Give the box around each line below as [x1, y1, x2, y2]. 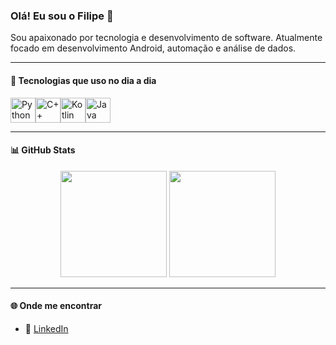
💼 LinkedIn [24, 322, 69, 334]
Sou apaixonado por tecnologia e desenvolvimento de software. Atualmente [10, 32, 323, 44]
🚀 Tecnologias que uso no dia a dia [10, 74, 157, 86]
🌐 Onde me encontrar [10, 300, 102, 312]
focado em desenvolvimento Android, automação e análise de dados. [10, 42, 297, 54]
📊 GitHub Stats [10, 144, 76, 156]
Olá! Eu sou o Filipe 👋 [10, 9, 114, 23]
